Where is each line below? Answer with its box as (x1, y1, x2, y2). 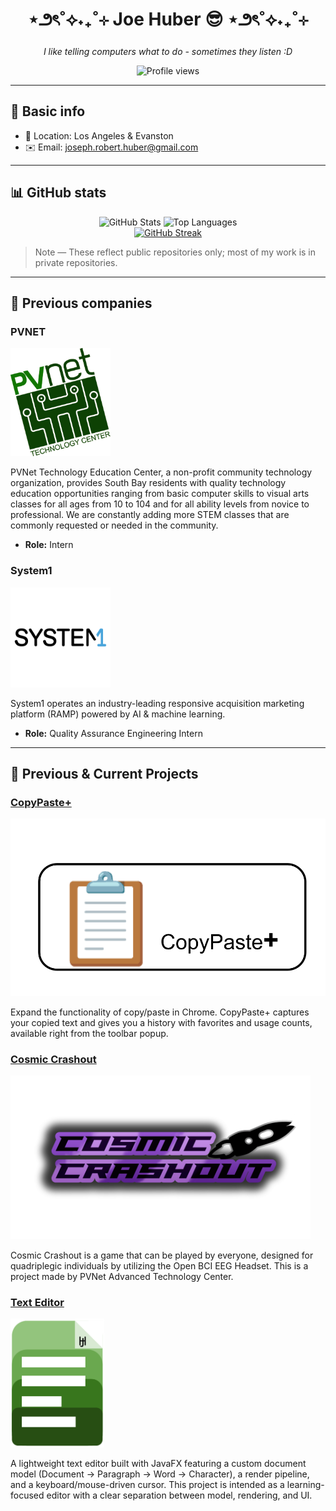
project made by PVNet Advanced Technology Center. (10, 1270, 234, 1282)
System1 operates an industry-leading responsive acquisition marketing (10, 697, 305, 709)
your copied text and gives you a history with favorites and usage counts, (10, 1016, 313, 1028)
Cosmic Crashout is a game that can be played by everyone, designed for (10, 1249, 314, 1261)
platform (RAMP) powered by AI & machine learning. (10, 708, 226, 720)
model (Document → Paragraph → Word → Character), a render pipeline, (10, 1468, 310, 1480)
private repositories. (34, 256, 118, 268)
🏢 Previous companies (10, 294, 153, 312)
